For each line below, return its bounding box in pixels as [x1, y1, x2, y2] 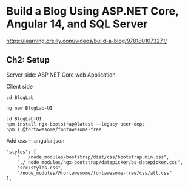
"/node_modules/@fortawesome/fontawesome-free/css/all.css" [17, 170, 172, 176]
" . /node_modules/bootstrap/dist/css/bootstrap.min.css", [17, 154, 170, 160]
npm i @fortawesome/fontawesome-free [6, 126, 102, 132]
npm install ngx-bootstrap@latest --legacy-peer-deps [6, 121, 146, 127]
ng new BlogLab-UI [6, 105, 53, 111]
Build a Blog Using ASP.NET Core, [6, 4, 179, 18]
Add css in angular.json [6, 137, 65, 144]
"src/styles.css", [17, 165, 64, 171]
